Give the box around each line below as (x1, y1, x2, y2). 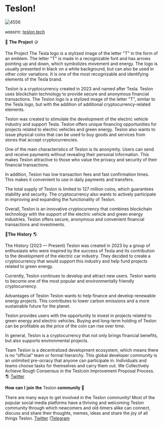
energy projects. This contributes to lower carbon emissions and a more (5, 298, 150, 304)
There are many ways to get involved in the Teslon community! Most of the (5, 394, 155, 400)
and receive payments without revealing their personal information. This (5, 151, 149, 157)
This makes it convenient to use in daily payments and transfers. (5, 177, 134, 182)
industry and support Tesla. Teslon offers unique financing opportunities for (5, 121, 157, 127)
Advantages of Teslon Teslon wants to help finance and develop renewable (5, 292, 156, 298)
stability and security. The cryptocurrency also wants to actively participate (5, 191, 157, 197)
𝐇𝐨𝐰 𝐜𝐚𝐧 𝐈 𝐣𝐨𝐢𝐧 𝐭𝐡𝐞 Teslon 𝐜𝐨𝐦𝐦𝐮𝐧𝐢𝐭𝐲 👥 (5, 384, 85, 390)
